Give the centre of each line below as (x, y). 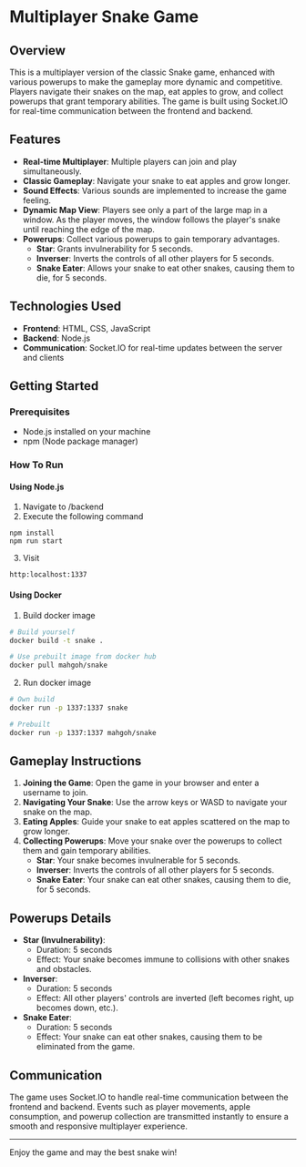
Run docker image (57, 683)
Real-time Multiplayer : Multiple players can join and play (129, 161)
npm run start (36, 541)
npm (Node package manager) (80, 441)
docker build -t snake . (56, 640)
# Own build (32, 700)
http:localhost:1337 (49, 575)
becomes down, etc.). (77, 1008)
